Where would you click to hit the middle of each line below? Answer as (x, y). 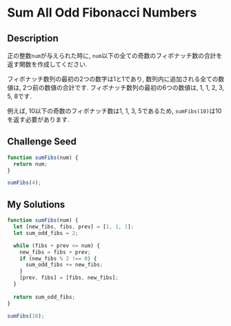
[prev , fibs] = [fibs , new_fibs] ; (69, 278)
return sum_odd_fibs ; (44, 297)
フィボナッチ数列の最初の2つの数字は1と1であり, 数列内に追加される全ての (113, 79)
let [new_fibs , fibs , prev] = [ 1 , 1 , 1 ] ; (74, 227)
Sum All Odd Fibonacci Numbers (102, 13)
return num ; (31, 164)
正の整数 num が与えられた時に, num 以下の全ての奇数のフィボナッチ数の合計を (115, 56)
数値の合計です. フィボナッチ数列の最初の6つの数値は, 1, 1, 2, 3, (134, 87)
